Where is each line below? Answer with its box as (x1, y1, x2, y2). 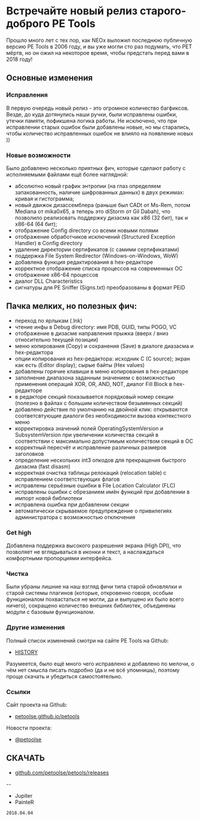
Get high (6, 528, 32, 536)
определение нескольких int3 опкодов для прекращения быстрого (14, 456, 186, 464)
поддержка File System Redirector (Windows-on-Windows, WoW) (14, 252, 179, 259)
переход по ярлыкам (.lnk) (14, 317, 82, 324)
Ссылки (6, 687, 31, 696)
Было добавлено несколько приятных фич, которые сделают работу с (6, 164, 186, 171)
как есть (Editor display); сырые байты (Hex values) (14, 361, 145, 368)
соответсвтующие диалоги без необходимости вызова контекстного (14, 412, 192, 419)
